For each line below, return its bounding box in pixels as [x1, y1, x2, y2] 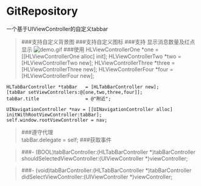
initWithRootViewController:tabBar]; [6, 112, 102, 118]
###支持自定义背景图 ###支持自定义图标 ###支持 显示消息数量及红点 [21, 38, 196, 45]
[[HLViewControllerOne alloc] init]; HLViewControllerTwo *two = [21, 52, 182, 60]
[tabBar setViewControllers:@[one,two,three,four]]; [6, 89, 143, 95]
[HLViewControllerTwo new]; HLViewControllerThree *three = [21, 59, 175, 66]
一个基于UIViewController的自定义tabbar [6, 25, 108, 32]
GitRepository [6, 4, 78, 18]
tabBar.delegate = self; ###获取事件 [21, 136, 111, 143]
